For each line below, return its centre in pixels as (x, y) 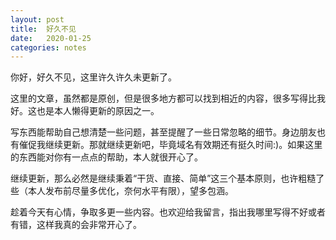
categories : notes (48, 47)
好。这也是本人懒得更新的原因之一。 (85, 111)
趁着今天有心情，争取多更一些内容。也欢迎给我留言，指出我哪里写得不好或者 (168, 212)
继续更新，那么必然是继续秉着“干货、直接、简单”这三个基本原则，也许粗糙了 (167, 178)
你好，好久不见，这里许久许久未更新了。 (93, 77)
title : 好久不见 (43, 29)
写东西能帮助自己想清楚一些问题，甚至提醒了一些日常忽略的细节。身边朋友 (163, 132)
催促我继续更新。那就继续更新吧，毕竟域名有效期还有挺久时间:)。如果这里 (170, 145)
